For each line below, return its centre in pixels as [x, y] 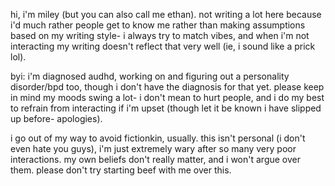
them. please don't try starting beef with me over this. [121, 170]
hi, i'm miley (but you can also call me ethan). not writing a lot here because [166, 14]
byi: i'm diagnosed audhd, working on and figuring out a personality [150, 76]
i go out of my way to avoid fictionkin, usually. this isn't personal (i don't [158, 138]
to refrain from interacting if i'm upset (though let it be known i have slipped [166, 108]
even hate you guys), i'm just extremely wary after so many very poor [153, 148]
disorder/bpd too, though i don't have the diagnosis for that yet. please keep [167, 87]
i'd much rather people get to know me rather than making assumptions [158, 25]
